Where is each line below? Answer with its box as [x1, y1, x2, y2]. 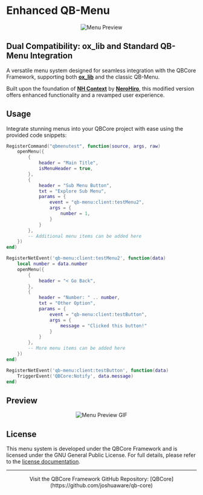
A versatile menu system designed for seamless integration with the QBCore [6, 67, 196, 74]
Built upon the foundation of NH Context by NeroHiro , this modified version [6, 85, 195, 92]
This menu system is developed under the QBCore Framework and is [6, 445, 178, 453]
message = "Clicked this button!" [60, 323, 147, 329]
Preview [6, 395, 38, 405]
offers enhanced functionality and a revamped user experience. [6, 91, 165, 99]
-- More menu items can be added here [28, 346, 126, 352]
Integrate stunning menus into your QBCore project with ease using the [6, 125, 183, 132]
